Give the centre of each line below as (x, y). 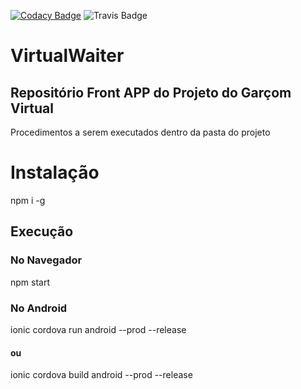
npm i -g (28, 200)
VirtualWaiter (67, 56)
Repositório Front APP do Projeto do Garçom (151, 92)
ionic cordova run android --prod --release (98, 329)
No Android (39, 308)
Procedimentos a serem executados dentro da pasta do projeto (140, 132)
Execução (42, 231)
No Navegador (46, 260)
